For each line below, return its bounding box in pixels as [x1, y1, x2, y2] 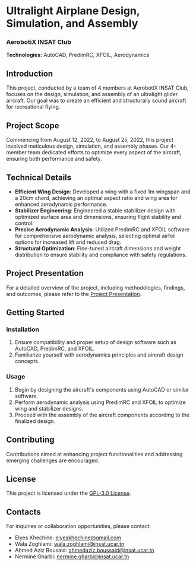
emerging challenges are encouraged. [6, 457, 100, 464]
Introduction [6, 68, 53, 78]
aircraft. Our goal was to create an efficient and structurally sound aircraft [6, 97, 186, 104]
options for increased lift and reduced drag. [14, 239, 122, 246]
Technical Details [6, 172, 72, 182]
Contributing [6, 435, 55, 445]
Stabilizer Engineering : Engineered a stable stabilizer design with [14, 206, 176, 214]
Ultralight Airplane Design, [6, 4, 140, 18]
